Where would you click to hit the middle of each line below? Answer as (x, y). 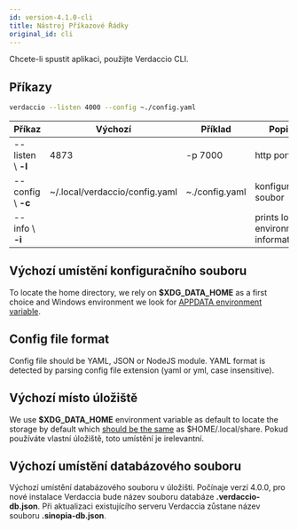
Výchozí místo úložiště (74, 398)
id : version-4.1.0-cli (51, 17)
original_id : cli (41, 34)
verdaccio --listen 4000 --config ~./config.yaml (103, 107)
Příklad (216, 130)
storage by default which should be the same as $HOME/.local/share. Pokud (149, 429)
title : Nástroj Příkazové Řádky (69, 26)
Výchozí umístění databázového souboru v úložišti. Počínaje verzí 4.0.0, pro (147, 487)
